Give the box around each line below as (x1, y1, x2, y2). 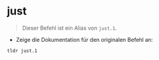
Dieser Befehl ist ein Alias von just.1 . (21, 24, 117, 32)
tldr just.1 (7, 47, 37, 54)
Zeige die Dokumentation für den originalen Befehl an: (15, 36, 153, 43)
